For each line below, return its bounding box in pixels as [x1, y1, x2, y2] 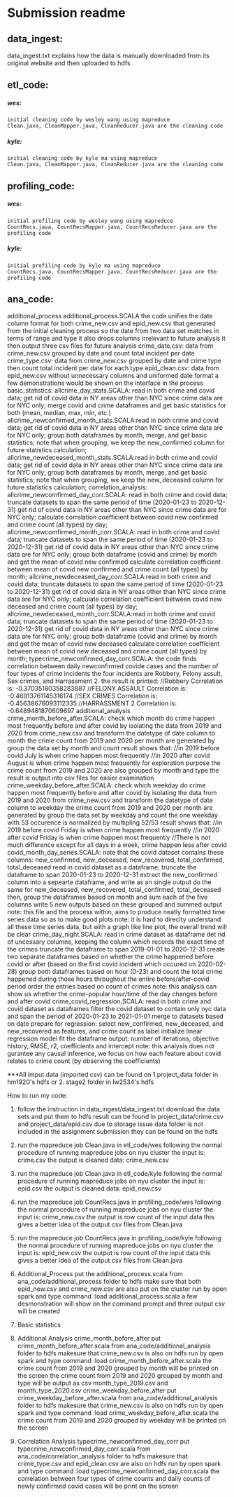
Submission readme [7, 5, 126, 21]
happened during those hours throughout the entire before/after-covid [7, 975, 210, 983]
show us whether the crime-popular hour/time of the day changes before [7, 990, 218, 998]
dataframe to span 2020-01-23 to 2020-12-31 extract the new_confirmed [7, 871, 218, 879]
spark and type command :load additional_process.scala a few [17, 1292, 198, 1301]
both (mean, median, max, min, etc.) [7, 409, 112, 417]
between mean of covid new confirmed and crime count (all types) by [7, 565, 208, 574]
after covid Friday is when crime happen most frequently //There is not [7, 833, 211, 842]
